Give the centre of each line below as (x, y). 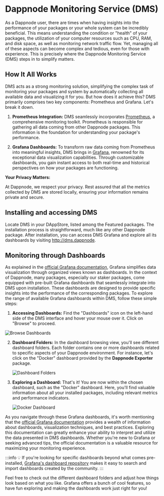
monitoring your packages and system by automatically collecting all (74, 91)
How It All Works (31, 74)
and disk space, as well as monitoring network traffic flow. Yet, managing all (82, 43)
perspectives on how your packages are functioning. (65, 168)
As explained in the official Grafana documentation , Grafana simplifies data (81, 267)
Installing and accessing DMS (51, 212)
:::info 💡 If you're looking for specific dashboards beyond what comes (75, 458)
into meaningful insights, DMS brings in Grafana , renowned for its (78, 152)
